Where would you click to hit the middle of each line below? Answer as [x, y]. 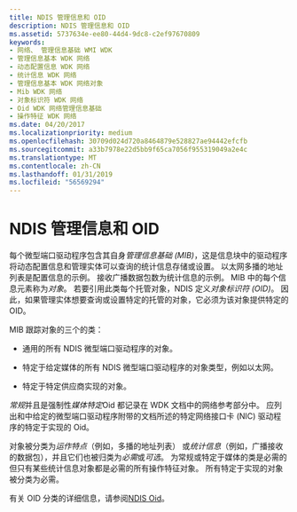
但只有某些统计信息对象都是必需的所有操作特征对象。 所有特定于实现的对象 [146, 469]
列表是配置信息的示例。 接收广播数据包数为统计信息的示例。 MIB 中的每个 [144, 278]
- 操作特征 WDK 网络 [43, 116]
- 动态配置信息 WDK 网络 [50, 67]
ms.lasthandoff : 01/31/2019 [61, 174]
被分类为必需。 [36, 479]
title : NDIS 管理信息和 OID [58, 17]
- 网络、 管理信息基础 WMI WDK [61, 51]
